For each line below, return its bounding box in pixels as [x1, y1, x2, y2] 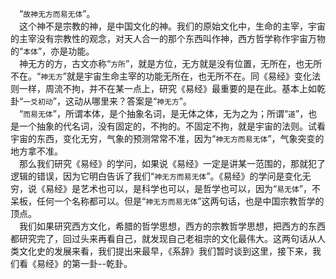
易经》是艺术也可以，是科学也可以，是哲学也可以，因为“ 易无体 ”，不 [44, 183, 322, 194]
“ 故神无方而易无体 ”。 [19, 8, 96, 19]
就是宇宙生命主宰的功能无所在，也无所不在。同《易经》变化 [66, 70, 313, 82]
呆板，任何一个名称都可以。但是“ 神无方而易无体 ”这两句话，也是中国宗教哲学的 [10, 195, 325, 207]
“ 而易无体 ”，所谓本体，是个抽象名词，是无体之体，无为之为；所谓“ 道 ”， [19, 108, 309, 119]
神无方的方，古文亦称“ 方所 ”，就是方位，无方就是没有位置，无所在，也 [19, 58, 305, 69]
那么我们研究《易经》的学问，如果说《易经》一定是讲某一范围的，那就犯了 [19, 158, 326, 169]
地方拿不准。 [10, 145, 63, 157]
